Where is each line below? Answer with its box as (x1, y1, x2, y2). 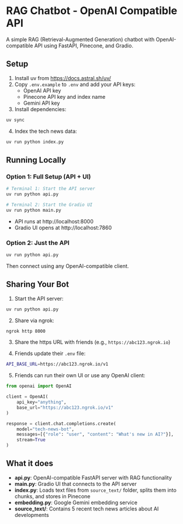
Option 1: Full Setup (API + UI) (6, 173, 91, 181)
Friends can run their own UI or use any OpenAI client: (14, 372, 146, 379)
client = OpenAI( (6, 394, 49, 400)
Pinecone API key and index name (23, 93, 106, 100)
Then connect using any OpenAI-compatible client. (6, 262, 129, 270)
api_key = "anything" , (16, 399, 67, 405)
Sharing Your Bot (6, 280, 69, 289)
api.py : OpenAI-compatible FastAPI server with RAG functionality (14, 474, 172, 481)
